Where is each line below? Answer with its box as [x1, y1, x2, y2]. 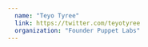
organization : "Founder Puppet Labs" [14, 26, 141, 34]
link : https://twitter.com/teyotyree [14, 19, 141, 27]
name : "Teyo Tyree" [14, 11, 80, 20]
